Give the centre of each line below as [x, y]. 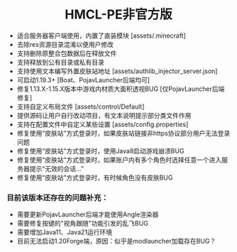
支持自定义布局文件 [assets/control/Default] [81, 106]
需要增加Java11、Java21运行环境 [65, 232]
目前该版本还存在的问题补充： [58, 197]
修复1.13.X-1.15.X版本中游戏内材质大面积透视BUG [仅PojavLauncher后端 [121, 89]
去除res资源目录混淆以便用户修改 [65, 44]
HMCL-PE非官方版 [118, 15]
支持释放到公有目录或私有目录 [60, 62]
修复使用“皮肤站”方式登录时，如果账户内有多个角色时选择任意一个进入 [119, 160]
